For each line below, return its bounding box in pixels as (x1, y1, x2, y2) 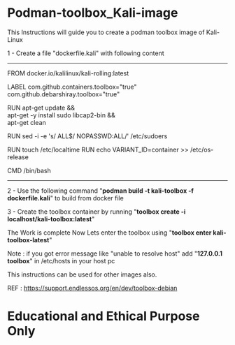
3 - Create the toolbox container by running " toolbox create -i (7, 207, 186, 216)
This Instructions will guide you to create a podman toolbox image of (7, 28, 205, 36)
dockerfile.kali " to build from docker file (7, 193, 124, 202)
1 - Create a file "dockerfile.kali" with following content (7, 49, 164, 57)
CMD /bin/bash (7, 166, 51, 175)
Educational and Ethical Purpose (7, 309, 200, 324)
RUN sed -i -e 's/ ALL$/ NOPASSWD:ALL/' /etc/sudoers (7, 131, 168, 140)
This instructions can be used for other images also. (7, 270, 157, 279)
